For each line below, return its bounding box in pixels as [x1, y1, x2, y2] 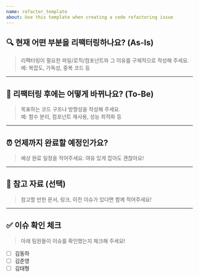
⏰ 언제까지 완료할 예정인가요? [6, 137, 108, 148]
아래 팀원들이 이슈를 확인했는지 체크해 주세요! [20, 237, 126, 244]
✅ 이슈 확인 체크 [6, 220, 62, 231]
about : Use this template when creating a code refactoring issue [6, 14, 174, 20]
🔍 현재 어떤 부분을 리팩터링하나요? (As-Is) [6, 37, 154, 47]
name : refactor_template [6, 8, 68, 15]
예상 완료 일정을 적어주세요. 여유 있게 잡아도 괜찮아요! [20, 154, 144, 162]
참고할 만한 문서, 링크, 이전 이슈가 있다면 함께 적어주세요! [20, 196, 152, 203]
